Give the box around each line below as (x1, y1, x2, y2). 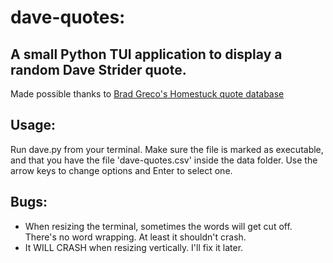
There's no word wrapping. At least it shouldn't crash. (24, 231, 247, 243)
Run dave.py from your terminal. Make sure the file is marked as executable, (10, 143, 324, 155)
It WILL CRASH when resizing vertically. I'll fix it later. (24, 241, 244, 253)
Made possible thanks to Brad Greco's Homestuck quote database (10, 88, 285, 100)
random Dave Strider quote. (10, 61, 187, 78)
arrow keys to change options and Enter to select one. (10, 164, 233, 176)
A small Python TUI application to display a (10, 46, 283, 63)
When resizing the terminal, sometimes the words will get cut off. (24, 220, 293, 232)
